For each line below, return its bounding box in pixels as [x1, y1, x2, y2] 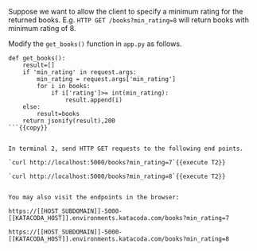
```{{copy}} [8, 124, 48, 132]
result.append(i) [64, 96, 123, 104]
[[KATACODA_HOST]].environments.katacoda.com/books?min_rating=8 [8, 235, 229, 243]
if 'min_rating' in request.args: [22, 68, 137, 76]
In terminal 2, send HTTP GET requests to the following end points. [8, 145, 244, 153]
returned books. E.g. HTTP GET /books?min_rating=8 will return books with [8, 15, 249, 25]
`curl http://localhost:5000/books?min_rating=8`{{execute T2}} [8, 172, 226, 180]
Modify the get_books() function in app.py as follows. [8, 39, 182, 48]
